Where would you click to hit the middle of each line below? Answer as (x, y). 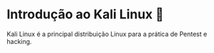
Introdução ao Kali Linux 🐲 (85, 14)
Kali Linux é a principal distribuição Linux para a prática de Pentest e (107, 34)
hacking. (20, 41)
